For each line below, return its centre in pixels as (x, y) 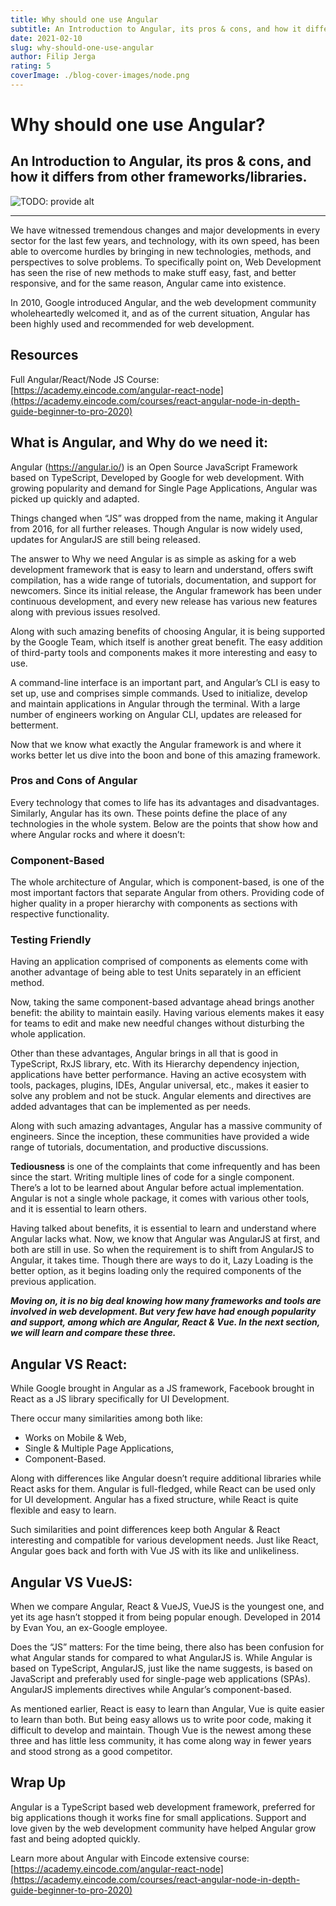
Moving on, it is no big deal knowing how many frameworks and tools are (166, 1301)
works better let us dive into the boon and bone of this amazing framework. (165, 755)
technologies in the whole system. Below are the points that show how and (164, 823)
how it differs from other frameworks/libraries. (159, 177)
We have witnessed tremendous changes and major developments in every (165, 230)
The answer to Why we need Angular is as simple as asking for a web (153, 558)
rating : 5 (31, 66)
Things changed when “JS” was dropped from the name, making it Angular (164, 518)
